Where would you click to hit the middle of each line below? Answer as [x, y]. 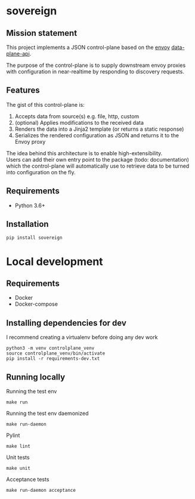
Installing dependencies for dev [66, 323]
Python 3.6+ [30, 205]
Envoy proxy [30, 141]
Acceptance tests [28, 479]
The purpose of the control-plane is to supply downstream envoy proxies [96, 65]
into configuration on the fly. [41, 172]
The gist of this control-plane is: [45, 104]
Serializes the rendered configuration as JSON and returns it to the [97, 135]
